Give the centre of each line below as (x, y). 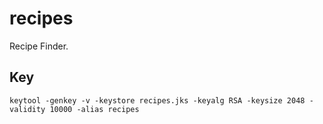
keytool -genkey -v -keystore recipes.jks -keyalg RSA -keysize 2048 (157, 100)
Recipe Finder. (39, 46)
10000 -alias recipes (94, 109)
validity (27, 109)
